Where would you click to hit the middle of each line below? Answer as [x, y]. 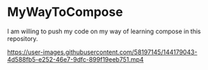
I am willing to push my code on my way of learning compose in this [104, 31]
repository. [23, 38]
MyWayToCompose [65, 12]
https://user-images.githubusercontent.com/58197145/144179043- [102, 52]
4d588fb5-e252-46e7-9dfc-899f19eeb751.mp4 [76, 59]
